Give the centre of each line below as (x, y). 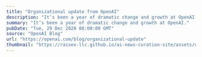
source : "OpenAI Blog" (35, 34)
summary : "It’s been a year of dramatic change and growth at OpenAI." (98, 23)
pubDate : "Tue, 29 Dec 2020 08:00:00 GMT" (60, 28)
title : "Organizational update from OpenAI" (63, 12)
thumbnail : (20, 45)
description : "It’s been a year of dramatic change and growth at (91, 17)
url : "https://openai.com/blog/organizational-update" (76, 39)
